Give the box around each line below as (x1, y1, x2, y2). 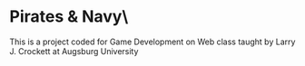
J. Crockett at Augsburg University (9, 45, 139, 56)
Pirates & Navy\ (9, 6, 129, 27)
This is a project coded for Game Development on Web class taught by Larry (9, 36, 296, 47)
